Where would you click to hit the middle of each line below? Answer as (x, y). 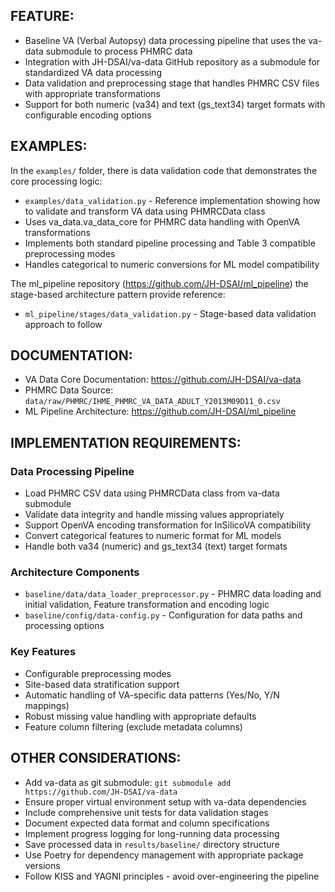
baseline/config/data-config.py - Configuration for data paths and (163, 615)
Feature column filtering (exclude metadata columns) (133, 726)
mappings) (47, 705)
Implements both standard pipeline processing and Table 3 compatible (170, 243)
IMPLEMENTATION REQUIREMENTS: (126, 442)
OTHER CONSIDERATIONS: (96, 758)
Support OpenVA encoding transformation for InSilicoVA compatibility (168, 525)
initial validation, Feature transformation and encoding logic (147, 605)
